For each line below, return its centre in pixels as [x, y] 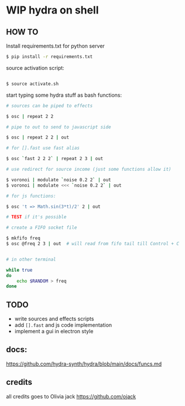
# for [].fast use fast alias [43, 148]
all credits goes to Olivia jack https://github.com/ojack [71, 396]
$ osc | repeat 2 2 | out [37, 138]
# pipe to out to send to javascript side [59, 127]
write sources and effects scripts [54, 319]
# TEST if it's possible [36, 217]
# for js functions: [31, 196]
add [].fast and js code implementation [63, 325]
